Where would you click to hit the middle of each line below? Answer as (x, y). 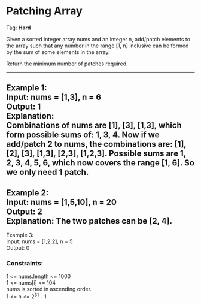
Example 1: (27, 88)
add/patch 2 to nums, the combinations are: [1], (96, 144)
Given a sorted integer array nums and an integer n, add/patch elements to (98, 39)
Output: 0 (18, 248)
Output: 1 (23, 107)
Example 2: (28, 193)
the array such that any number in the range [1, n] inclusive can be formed (98, 46)
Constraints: (25, 264)
